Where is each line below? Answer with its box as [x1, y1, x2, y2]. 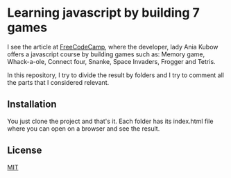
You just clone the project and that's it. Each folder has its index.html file [7, 117, 214, 125]
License [7, 145, 42, 156]
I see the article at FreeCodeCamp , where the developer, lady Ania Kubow [7, 42, 219, 51]
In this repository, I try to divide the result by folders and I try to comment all [7, 71, 224, 79]
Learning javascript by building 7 [7, 5, 200, 21]
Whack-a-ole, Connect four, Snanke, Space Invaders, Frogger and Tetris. [7, 57, 216, 65]
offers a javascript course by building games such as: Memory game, [7, 50, 205, 58]
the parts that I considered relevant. [7, 78, 110, 86]
